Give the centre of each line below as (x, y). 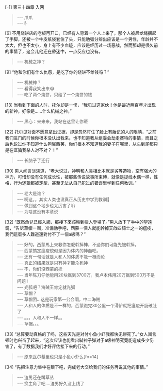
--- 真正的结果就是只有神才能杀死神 (52, 263)
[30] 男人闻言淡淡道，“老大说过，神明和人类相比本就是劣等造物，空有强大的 (81, 171)
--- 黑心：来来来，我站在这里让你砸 (52, 121)
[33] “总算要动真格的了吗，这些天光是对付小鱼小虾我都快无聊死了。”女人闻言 (81, 334)
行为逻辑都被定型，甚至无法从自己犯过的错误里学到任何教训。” (75, 183)
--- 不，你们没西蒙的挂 (40, 269)
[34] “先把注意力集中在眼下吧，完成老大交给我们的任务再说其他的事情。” (77, 367)
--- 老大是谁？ (31, 193)
